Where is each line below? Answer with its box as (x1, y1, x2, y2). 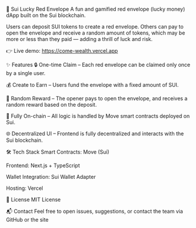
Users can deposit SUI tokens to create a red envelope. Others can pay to (6, 23, 184, 30)
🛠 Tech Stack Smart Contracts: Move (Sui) (6, 148, 109, 155)
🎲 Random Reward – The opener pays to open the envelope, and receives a (6, 95, 188, 102)
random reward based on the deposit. (6, 101, 97, 108)
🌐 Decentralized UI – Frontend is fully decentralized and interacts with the (6, 130, 184, 137)
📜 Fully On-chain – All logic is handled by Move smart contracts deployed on (6, 113, 190, 120)
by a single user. (6, 70, 46, 76)
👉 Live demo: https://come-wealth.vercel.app (6, 47, 118, 54)
